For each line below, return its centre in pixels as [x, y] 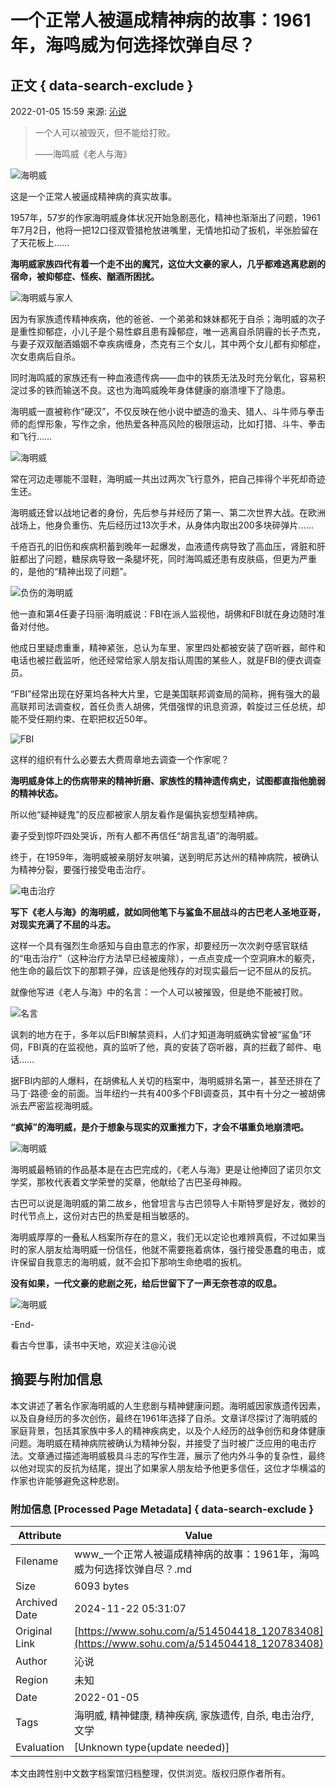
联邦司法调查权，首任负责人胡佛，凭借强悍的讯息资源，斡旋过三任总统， [167, 706]
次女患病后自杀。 [45, 356]
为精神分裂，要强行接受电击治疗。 [80, 869]
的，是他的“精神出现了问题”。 [71, 571]
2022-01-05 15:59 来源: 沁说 [68, 111]
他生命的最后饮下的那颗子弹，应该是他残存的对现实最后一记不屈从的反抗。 [163, 970]
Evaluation [40, 1748]
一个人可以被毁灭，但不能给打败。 [105, 132]
